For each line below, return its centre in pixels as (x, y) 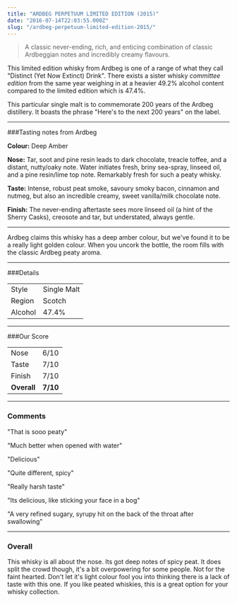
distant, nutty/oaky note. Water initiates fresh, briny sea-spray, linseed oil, (115, 168)
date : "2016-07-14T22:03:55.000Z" (58, 21)
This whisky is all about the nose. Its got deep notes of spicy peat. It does (114, 561)
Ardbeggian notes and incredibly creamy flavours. (97, 54)
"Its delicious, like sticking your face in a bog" (74, 500)
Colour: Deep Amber (38, 146)
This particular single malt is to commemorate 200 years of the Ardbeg (110, 105)
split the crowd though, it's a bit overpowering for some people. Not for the (116, 569)
